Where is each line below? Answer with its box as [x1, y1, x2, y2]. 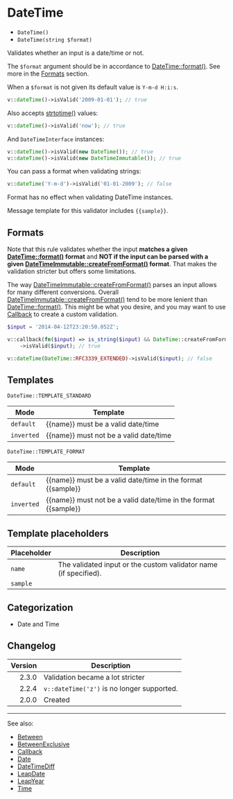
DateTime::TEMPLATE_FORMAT [7, 449, 85, 456]
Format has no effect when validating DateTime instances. [7, 193, 173, 202]
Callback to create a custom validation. [7, 310, 119, 318]
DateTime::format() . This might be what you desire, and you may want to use [7, 303, 226, 311]
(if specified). [58, 569, 102, 578]
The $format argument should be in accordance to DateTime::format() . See [7, 62, 221, 70]
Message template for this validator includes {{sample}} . [7, 207, 169, 215]
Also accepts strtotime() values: [7, 109, 98, 117]
